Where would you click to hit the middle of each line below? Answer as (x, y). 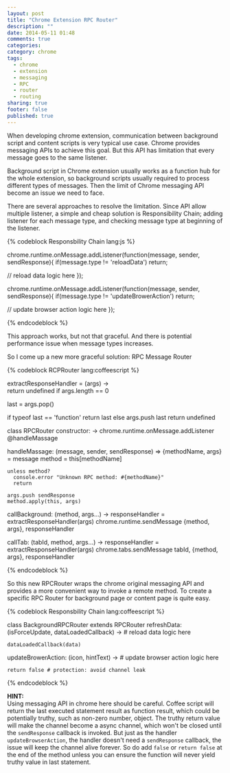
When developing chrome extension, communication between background (113, 136)
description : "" (30, 26)
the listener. (24, 228)
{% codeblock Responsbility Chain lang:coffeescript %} (86, 611)
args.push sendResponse (41, 495)
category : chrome (32, 52)
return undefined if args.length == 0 (58, 390)
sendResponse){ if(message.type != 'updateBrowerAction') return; (101, 296)
